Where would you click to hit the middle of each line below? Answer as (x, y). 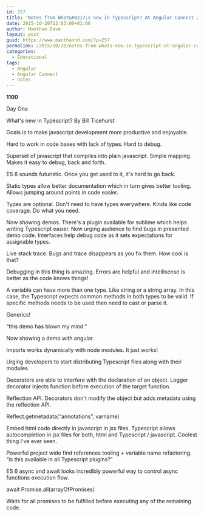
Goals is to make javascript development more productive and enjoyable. (97, 132)
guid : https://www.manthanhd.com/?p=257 (58, 40)
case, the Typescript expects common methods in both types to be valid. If (100, 297)
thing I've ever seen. (32, 441)
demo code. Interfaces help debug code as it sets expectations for (90, 235)
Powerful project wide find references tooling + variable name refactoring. (99, 453)
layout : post (23, 35)
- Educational (29, 57)
